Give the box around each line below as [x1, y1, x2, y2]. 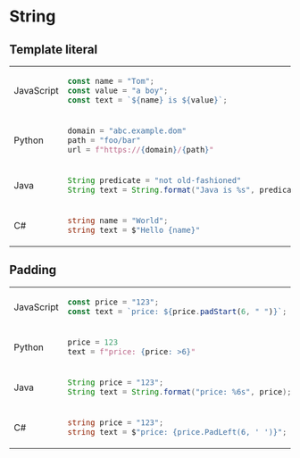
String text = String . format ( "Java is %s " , [67, 185, 255, 195]
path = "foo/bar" [67, 135, 141, 145]
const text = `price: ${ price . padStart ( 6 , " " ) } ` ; [67, 306, 287, 316]
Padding [9, 262, 57, 278]
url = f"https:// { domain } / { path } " [67, 145, 214, 154]
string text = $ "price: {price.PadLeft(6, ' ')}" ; [67, 427, 287, 437]
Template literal [9, 42, 98, 57]
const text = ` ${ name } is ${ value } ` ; [67, 95, 228, 104]
